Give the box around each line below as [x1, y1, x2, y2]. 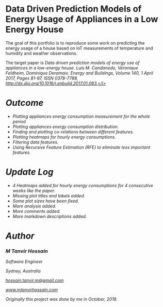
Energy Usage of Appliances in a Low [5, 14, 158, 25]
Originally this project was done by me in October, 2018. [5, 296, 118, 302]
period [12, 118, 26, 124]
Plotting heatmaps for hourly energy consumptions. [12, 134, 116, 140]
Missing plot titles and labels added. [12, 193, 85, 198]
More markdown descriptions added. [12, 213, 87, 219]
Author [5, 230, 34, 241]
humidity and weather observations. [5, 50, 78, 56]
